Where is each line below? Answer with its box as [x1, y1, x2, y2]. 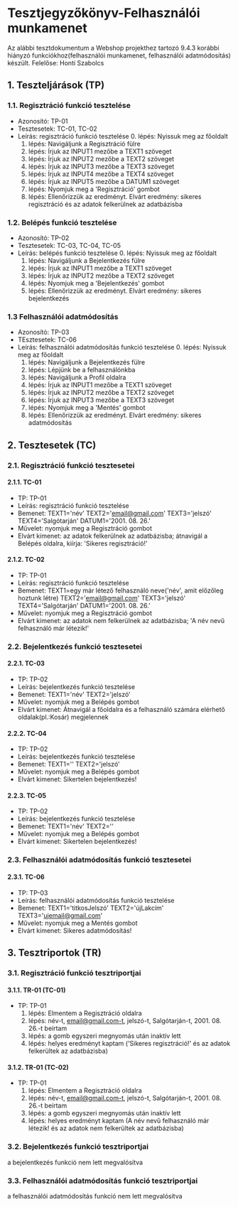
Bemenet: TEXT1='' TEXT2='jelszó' [17, 760, 121, 769]
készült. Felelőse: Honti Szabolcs [7, 58, 104, 67]
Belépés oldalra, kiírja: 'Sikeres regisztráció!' [17, 538, 148, 548]
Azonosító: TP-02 [17, 233, 70, 242]
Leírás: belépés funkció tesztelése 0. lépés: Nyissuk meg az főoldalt [17, 249, 217, 257]
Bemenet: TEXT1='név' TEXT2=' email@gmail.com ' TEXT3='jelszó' [17, 509, 212, 517]
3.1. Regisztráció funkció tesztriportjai [7, 968, 141, 978]
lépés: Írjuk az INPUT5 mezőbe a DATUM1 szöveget [28, 177, 180, 185]
